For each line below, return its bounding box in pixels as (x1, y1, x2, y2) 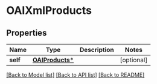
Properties (6, 28, 47, 38)
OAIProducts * (32, 56, 74, 64)
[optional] (120, 56, 148, 64)
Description (79, 46, 114, 54)
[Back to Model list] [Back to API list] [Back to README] (6, 71, 145, 79)
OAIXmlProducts (6, 4, 92, 18)
